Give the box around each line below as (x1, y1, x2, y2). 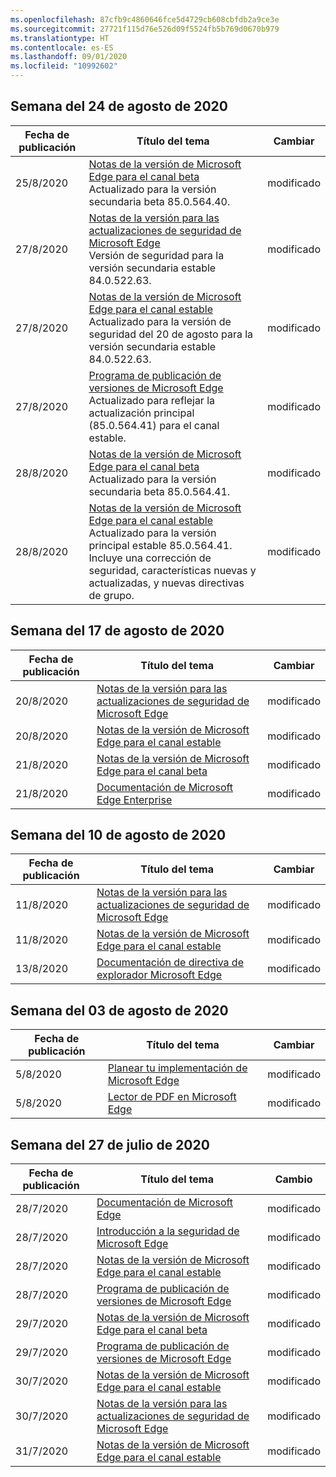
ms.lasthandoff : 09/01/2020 (10, 52, 128, 62)
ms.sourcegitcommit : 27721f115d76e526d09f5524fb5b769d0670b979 (10, 24, 280, 34)
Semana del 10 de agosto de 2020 (10, 827, 227, 844)
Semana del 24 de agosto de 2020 (10, 98, 228, 115)
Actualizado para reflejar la (88, 393, 216, 407)
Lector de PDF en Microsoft (107, 1090, 237, 1104)
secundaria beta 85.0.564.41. (88, 484, 231, 498)
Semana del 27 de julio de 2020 (10, 1136, 210, 1153)
